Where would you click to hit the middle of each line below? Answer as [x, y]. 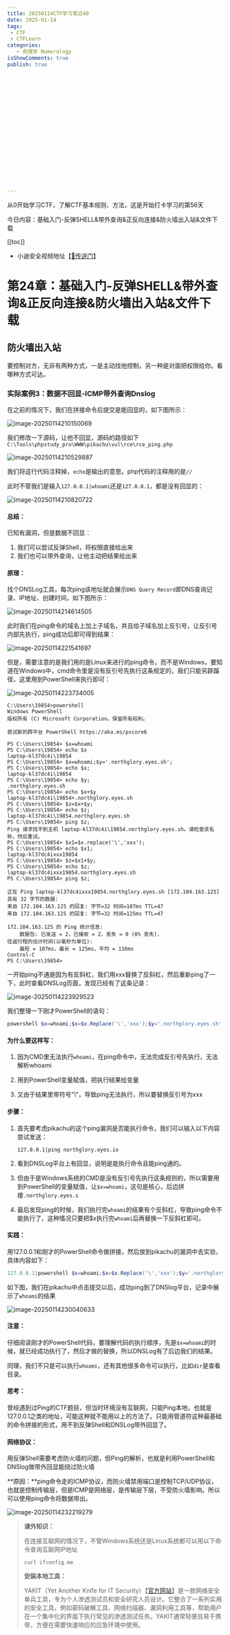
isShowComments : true [38, 58]
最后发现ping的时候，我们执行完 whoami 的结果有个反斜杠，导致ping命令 [117, 1209]
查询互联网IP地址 [54, 1549]
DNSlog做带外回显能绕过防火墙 [51, 1467]
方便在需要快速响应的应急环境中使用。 [90, 1625]
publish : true [27, 64]
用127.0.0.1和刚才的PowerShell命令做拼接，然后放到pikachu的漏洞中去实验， [115, 1251]
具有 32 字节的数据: [33, 899]
